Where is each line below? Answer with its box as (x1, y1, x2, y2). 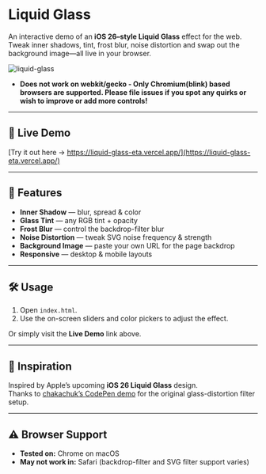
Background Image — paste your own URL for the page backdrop (19, 241, 235, 250)
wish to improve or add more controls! (19, 96, 148, 105)
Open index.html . (19, 305, 78, 315)
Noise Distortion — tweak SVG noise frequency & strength (19, 232, 212, 242)
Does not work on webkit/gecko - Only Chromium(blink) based (19, 79, 231, 89)
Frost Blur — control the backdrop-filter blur (19, 224, 165, 233)
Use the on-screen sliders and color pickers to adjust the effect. (19, 314, 229, 324)
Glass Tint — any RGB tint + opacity (19, 215, 139, 225)
